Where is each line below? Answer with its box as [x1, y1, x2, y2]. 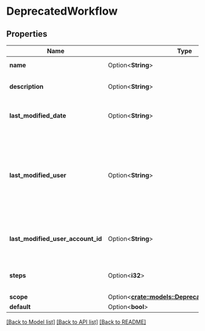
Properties [6, 29, 48, 39]
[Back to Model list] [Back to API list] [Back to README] [6, 318, 146, 325]
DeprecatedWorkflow [6, 4, 118, 18]
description [9, 83, 44, 91]
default [9, 303, 31, 311]
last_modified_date [9, 111, 67, 120]
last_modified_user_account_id [9, 234, 103, 243]
